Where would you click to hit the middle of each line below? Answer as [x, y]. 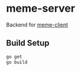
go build [17, 62]
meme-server [41, 9]
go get [14, 57]
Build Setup [28, 43]
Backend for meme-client [37, 25]
